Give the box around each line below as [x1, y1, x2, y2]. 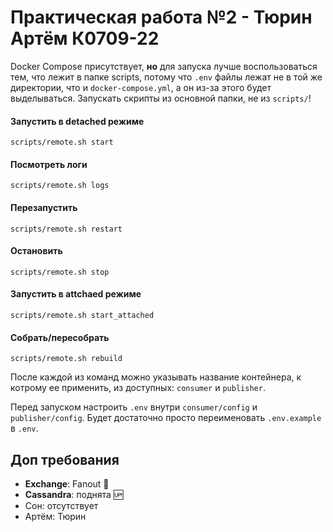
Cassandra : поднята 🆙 [24, 488, 124, 500]
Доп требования [10, 451, 120, 468]
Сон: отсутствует [24, 499, 99, 511]
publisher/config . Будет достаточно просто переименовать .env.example [10, 412, 322, 424]
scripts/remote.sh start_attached [10, 310, 155, 320]
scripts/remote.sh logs [10, 181, 110, 191]
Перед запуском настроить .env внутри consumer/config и [10, 401, 258, 413]
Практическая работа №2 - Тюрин [10, 6, 313, 29]
